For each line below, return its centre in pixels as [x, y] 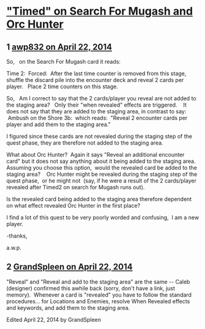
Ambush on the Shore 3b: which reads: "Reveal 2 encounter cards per [98, 118]
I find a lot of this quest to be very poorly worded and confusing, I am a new [103, 217]
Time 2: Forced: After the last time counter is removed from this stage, [96, 74]
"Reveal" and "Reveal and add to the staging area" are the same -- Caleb [98, 282]
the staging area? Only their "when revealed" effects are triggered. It [96, 105]
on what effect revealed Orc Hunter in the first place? [73, 206]
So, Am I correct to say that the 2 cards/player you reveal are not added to [102, 98]
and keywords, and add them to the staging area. [68, 308]
